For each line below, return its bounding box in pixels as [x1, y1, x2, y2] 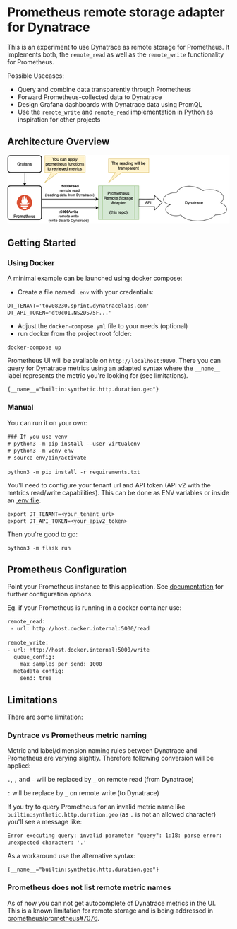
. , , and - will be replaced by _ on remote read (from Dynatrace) [7, 775, 194, 784]
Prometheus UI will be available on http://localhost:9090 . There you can [7, 357, 221, 365]
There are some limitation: [7, 712, 83, 722]
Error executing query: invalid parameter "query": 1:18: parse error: [7, 832, 222, 839]
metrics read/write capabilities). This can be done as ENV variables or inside [7, 488, 230, 497]
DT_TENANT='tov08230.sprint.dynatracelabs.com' [7, 302, 150, 310]
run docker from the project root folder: [17, 330, 133, 338]
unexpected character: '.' [7, 839, 87, 846]
